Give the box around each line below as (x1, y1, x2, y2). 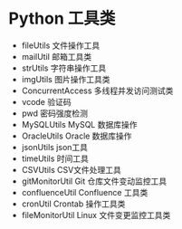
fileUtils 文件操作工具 (21, 40, 101, 51)
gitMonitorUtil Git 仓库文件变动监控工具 (21, 176, 168, 186)
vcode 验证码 (21, 96, 72, 107)
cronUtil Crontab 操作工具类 (21, 198, 126, 209)
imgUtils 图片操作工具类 (21, 73, 110, 84)
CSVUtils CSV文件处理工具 (21, 164, 121, 175)
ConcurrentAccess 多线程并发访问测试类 (21, 85, 174, 96)
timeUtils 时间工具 (21, 153, 90, 164)
